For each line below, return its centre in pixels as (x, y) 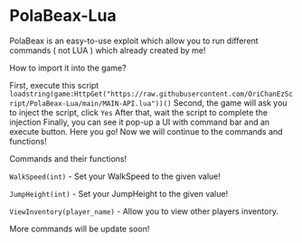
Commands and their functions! (68, 158)
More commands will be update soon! (80, 229)
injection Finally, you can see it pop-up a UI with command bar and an (140, 122)
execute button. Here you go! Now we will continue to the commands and (146, 131)
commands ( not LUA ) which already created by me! (108, 50)
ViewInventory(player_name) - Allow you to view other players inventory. (144, 211)
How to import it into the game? (68, 68)
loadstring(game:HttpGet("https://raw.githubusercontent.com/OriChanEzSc (151, 94)
